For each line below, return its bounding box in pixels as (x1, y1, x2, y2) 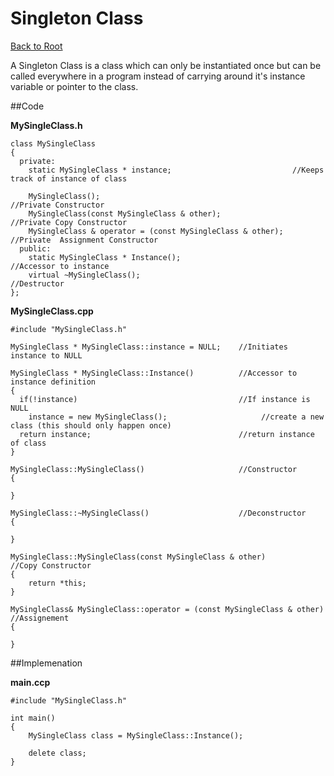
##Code (10, 100, 45, 112)
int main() (10, 713, 56, 723)
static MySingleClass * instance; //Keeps (28, 165, 325, 175)
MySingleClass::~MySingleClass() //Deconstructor (10, 508, 307, 518)
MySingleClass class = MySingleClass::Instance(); (28, 730, 244, 741)
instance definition (10, 377, 97, 387)
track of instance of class (10, 173, 128, 184)
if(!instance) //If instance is (19, 394, 311, 404)
